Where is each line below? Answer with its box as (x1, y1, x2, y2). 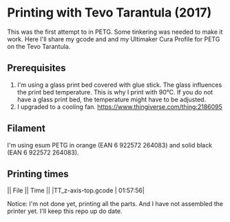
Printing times (7, 168, 69, 180)
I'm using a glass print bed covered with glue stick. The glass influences (17, 81, 222, 89)
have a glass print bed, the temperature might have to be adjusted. (17, 95, 207, 103)
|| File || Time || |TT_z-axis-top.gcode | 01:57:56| (7, 186, 145, 194)
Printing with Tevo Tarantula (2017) (7, 5, 212, 21)
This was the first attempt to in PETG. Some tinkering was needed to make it (7, 28, 223, 36)
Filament (7, 123, 46, 134)
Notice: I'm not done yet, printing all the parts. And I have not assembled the (7, 200, 224, 208)
